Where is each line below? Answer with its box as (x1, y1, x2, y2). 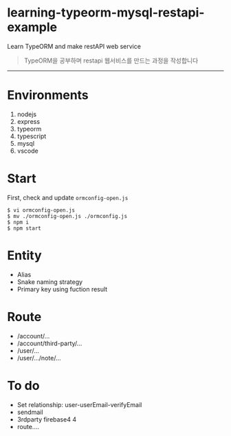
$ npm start (7, 225, 41, 232)
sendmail (16, 408, 43, 416)
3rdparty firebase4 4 (16, 415, 77, 424)
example (7, 19, 58, 35)
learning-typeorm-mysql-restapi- (7, 5, 205, 21)
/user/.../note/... (16, 353, 61, 362)
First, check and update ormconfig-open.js (7, 193, 129, 201)
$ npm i (7, 219, 30, 226)
